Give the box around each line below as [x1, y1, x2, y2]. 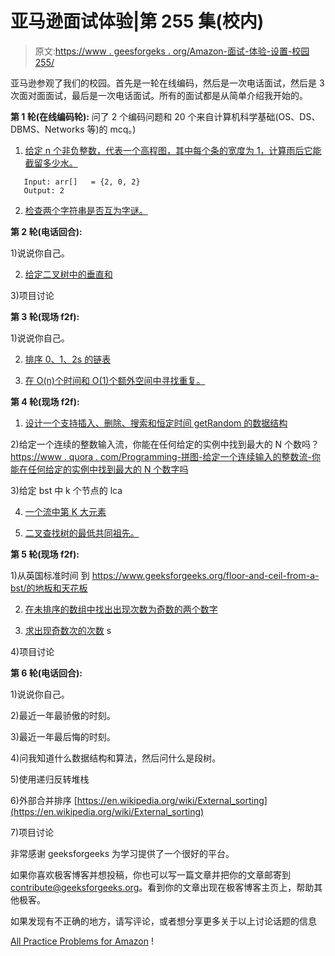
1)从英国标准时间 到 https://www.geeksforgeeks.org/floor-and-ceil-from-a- [10, 569, 320, 581]
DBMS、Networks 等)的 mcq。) [10, 123, 137, 135]
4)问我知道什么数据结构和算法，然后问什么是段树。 [10, 752, 222, 764]
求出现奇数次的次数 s [24, 624, 112, 636]
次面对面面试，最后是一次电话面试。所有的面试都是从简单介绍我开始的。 [10, 89, 308, 101]
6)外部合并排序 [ [10, 794, 78, 806]
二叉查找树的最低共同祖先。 [24, 527, 140, 539]
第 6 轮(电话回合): [10, 667, 83, 679]
